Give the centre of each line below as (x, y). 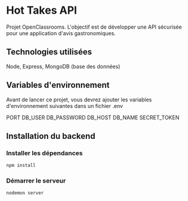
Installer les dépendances (44, 153)
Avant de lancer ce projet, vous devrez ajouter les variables (79, 100)
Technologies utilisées (49, 52)
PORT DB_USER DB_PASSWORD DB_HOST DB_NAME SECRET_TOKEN (93, 117)
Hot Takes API (42, 10)
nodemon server (25, 193)
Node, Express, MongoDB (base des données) (63, 66)
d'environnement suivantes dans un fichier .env (65, 106)
